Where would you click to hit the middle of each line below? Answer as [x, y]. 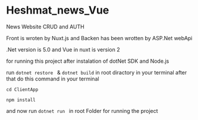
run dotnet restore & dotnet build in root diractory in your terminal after [97, 72]
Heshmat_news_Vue [58, 10]
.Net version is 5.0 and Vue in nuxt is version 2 [63, 49]
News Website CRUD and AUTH [45, 27]
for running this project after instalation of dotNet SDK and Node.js [88, 61]
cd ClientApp [22, 89]
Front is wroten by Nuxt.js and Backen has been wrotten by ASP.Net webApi [99, 38]
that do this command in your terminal [53, 79]
